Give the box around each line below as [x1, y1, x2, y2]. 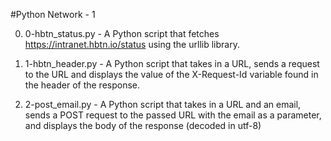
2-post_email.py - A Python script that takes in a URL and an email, [24, 99, 302, 110]
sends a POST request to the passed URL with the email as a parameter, [24, 109, 322, 121]
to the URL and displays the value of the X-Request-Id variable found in [24, 69, 319, 80]
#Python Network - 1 [10, 9, 96, 20]
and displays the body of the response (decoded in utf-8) [24, 120, 262, 131]
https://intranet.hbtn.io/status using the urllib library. [24, 39, 240, 50]
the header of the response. [24, 79, 141, 91]
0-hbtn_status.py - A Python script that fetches [24, 28, 220, 39]
